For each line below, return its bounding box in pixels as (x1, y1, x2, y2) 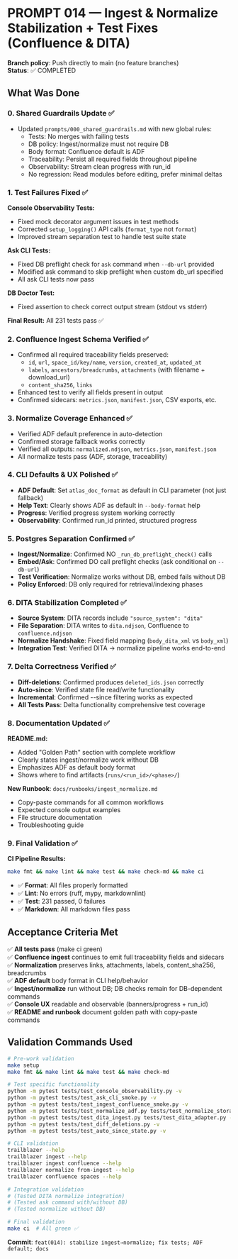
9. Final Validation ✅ (7, 838, 78, 848)
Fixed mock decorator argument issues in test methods (17, 217, 179, 226)
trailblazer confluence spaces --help (7, 1172, 122, 1180)
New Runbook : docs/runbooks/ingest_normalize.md (7, 784, 158, 792)
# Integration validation (7, 1186, 84, 1193)
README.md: (7, 734, 48, 743)
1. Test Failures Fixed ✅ (7, 187, 89, 197)
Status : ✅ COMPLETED (7, 66, 76, 74)
